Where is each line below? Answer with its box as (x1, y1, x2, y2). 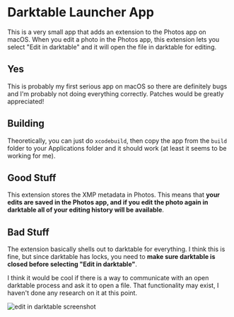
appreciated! (7, 97, 45, 105)
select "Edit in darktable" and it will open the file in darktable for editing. (7, 42, 217, 51)
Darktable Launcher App (7, 4, 154, 21)
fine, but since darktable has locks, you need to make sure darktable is (7, 253, 216, 261)
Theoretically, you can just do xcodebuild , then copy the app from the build (7, 136, 228, 145)
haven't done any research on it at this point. (7, 289, 138, 297)
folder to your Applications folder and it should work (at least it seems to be (7, 144, 227, 152)
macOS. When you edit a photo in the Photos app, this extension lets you (7, 35, 220, 43)
